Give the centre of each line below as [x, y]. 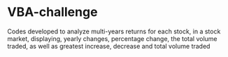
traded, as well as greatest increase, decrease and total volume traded [109, 46]
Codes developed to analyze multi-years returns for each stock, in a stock [114, 31]
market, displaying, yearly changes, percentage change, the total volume [113, 38]
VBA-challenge [52, 12]
